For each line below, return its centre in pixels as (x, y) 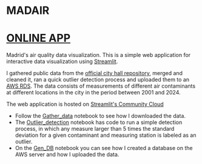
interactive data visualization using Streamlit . (62, 62)
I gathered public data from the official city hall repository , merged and (95, 73)
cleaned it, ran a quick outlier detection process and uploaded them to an (98, 80)
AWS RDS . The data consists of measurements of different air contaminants (101, 86)
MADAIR (28, 11)
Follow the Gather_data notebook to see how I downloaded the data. (100, 116)
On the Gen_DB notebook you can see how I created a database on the (104, 148)
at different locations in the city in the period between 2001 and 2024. (93, 93)
